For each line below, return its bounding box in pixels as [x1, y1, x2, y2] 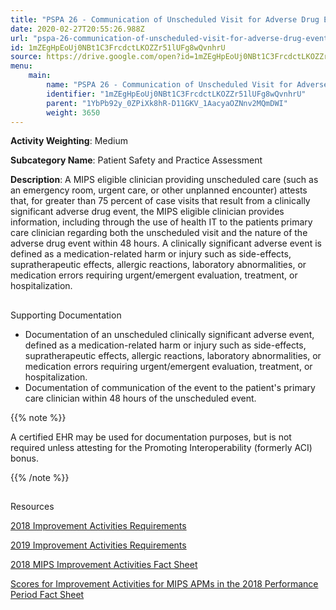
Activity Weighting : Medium [10, 135, 128, 147]
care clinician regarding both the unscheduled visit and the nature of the [10, 227, 308, 239]
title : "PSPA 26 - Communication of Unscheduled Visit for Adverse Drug [10, 14, 320, 25]
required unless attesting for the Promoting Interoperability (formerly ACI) [10, 441, 313, 453]
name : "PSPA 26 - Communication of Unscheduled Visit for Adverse [46, 80, 329, 90]
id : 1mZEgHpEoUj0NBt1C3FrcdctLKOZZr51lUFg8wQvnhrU [10, 42, 226, 53]
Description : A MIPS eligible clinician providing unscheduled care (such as [10, 174, 319, 186]
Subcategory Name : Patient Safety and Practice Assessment [10, 154, 263, 166]
